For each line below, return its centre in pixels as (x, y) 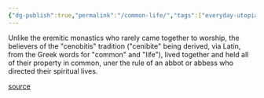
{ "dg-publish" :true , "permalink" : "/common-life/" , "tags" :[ (105, 15)
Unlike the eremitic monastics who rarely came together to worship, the (124, 38)
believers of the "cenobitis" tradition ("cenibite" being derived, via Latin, (125, 46)
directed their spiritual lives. (53, 71)
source (20, 86)
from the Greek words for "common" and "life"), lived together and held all (128, 54)
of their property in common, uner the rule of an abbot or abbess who (121, 63)
